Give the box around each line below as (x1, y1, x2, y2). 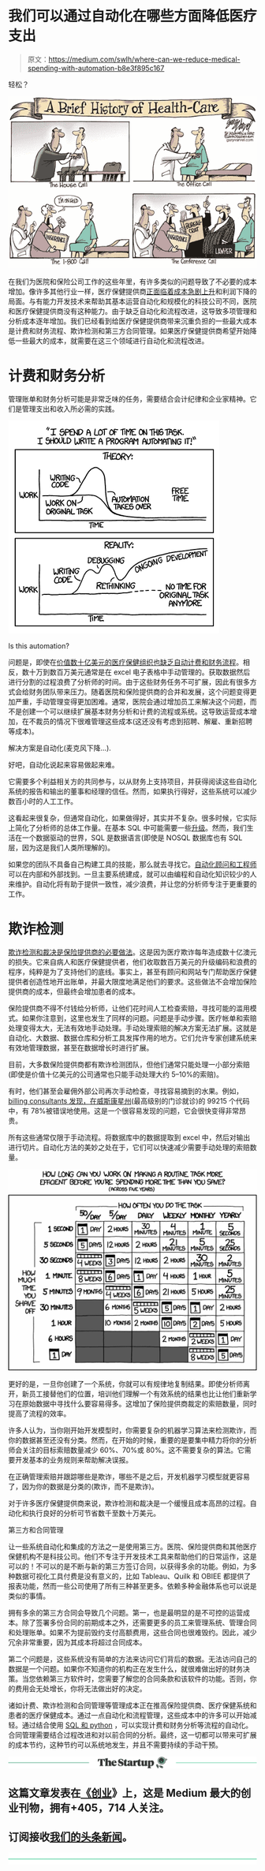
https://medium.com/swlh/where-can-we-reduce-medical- (48, 54, 241, 64)
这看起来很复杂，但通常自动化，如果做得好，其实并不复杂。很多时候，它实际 (8, 813, 257, 823)
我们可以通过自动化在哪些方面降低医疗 (8, 7, 258, 25)
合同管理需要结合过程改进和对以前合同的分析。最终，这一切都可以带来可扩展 (8, 1731, 257, 1740)
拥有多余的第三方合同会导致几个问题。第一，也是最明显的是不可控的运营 (8, 1608, 243, 1618)
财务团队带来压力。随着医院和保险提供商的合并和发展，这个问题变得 (28, 687, 250, 696)
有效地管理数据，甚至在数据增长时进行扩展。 (8, 1043, 154, 1053)
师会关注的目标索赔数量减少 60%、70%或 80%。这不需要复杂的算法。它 (8, 1445, 244, 1455)
